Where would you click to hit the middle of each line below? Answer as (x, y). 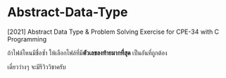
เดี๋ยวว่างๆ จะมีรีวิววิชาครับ (37, 67)
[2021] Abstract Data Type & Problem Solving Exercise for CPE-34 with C (113, 32)
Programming (27, 39)
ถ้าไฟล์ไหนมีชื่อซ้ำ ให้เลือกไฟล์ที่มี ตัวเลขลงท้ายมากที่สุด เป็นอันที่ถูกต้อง (87, 53)
